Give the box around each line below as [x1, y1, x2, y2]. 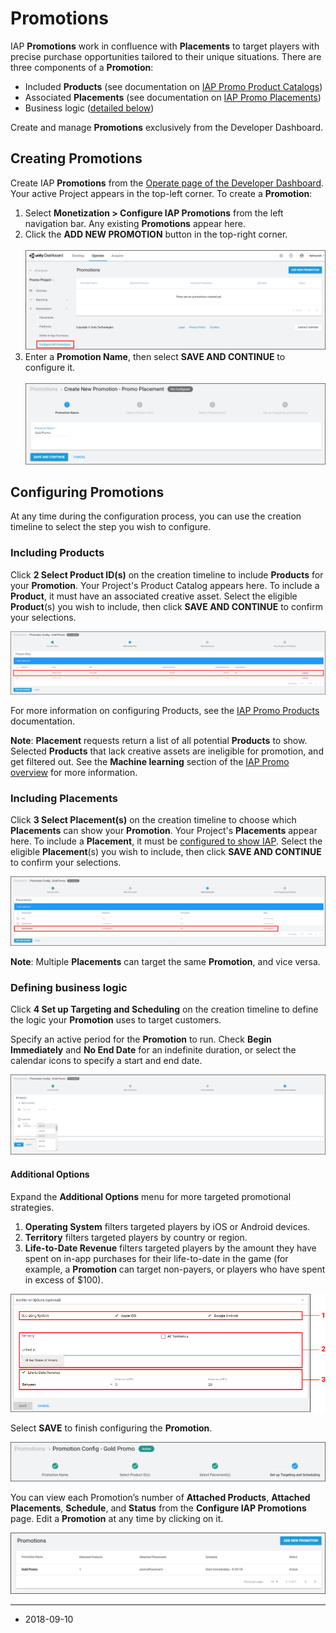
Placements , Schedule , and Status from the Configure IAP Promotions [10, 1502, 307, 1514]
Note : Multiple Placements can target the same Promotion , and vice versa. [10, 956, 321, 968]
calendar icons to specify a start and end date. [10, 1055, 203, 1067]
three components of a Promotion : [10, 61, 154, 73]
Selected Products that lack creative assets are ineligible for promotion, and [10, 745, 324, 757]
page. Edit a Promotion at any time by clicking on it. [10, 1513, 224, 1525]
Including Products [10, 546, 105, 560]
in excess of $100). [24, 1273, 104, 1286]
